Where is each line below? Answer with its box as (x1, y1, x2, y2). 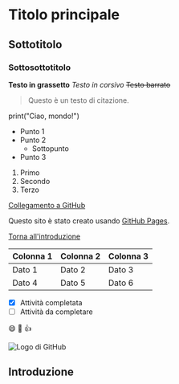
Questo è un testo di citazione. (27, 95, 130, 105)
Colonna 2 (59, 251, 101, 262)
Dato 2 (59, 263, 86, 275)
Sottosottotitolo (8, 62, 71, 73)
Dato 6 (108, 277, 134, 288)
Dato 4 (12, 277, 38, 288)
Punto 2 (19, 135, 47, 145)
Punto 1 (19, 126, 45, 136)
